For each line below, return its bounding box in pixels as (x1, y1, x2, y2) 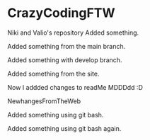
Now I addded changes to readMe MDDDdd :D (7, 83, 143, 91)
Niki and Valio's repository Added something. (7, 28, 139, 37)
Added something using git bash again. (7, 124, 122, 132)
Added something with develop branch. (7, 55, 122, 64)
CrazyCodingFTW (7, 5, 115, 21)
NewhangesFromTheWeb (7, 97, 81, 105)
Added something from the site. (7, 69, 100, 78)
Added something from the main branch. (7, 42, 126, 50)
